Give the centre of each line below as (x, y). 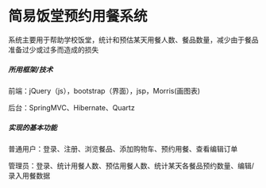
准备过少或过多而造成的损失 (54, 49)
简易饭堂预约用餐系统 (78, 16)
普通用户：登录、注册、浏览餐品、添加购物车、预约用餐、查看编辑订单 (123, 148)
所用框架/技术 (31, 69)
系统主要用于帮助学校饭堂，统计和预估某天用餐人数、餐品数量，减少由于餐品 (133, 40)
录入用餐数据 (29, 175)
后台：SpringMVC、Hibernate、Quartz (71, 107)
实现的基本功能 (33, 127)
